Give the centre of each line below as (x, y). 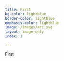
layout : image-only (25, 32)
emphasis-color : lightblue (32, 23)
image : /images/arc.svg (29, 27)
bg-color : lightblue (26, 14)
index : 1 (14, 37)
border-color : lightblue (30, 18)
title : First (18, 9)
